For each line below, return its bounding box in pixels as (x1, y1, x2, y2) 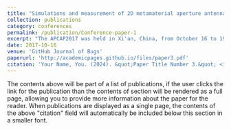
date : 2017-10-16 (7, 42, 57, 49)
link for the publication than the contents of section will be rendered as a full (7, 87, 223, 95)
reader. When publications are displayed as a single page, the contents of (7, 101, 216, 109)
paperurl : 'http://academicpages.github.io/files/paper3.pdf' (7, 55, 189, 62)
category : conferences (7, 23, 72, 29)
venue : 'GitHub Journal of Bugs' (7, 49, 103, 55)
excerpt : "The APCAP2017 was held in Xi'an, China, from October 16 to (7, 36, 217, 42)
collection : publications (7, 16, 81, 23)
